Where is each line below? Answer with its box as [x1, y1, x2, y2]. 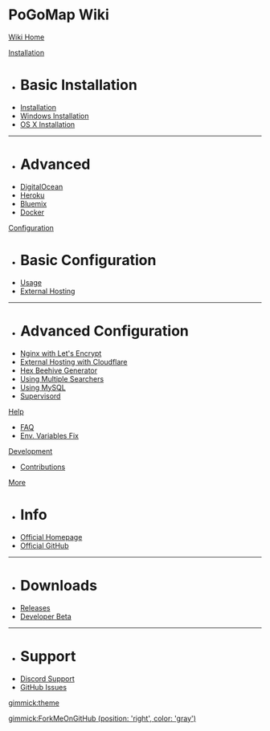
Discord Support [19, 673, 75, 684]
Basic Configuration [19, 251, 157, 269]
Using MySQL [19, 382, 66, 392]
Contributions [19, 462, 66, 472]
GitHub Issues [19, 682, 67, 692]
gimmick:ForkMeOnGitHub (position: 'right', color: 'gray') [8, 713, 197, 723]
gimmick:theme [8, 697, 60, 708]
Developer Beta [19, 611, 72, 621]
